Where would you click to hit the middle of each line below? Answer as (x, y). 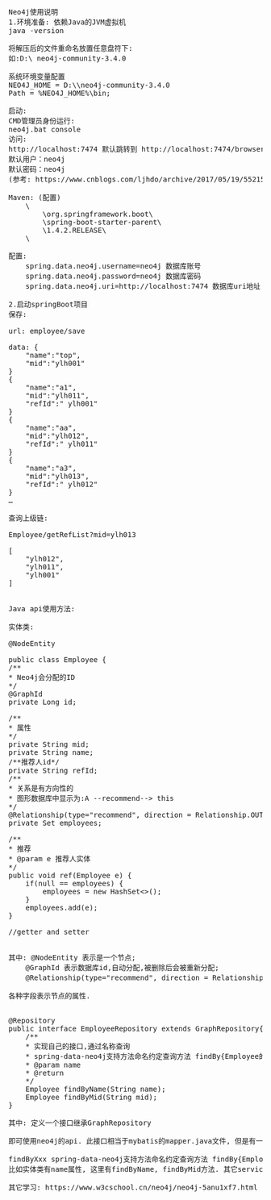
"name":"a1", (51, 387)
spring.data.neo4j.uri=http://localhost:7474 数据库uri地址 (143, 286)
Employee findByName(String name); (96, 1089)
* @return (45, 1073)
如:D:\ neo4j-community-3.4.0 (67, 58)
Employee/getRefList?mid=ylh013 (72, 535)
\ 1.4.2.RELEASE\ (74, 230)
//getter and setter (49, 932)
